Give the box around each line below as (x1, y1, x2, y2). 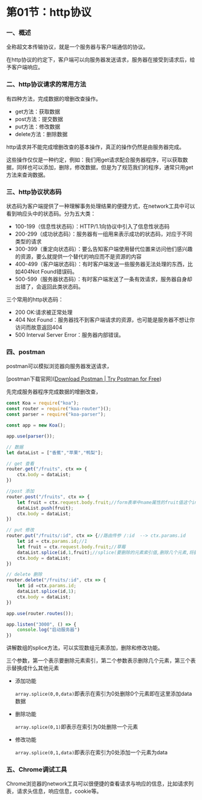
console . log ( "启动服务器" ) (17, 627, 80, 633)
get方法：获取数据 (14, 108, 61, 115)
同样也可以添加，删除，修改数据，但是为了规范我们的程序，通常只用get (16, 163, 194, 170)
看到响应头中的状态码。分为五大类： (6, 210, 96, 217)
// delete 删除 (6, 572, 43, 578)
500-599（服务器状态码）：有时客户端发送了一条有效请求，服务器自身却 (14, 275, 192, 283)
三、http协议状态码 (6, 187, 62, 196)
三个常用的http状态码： (6, 296, 64, 303)
